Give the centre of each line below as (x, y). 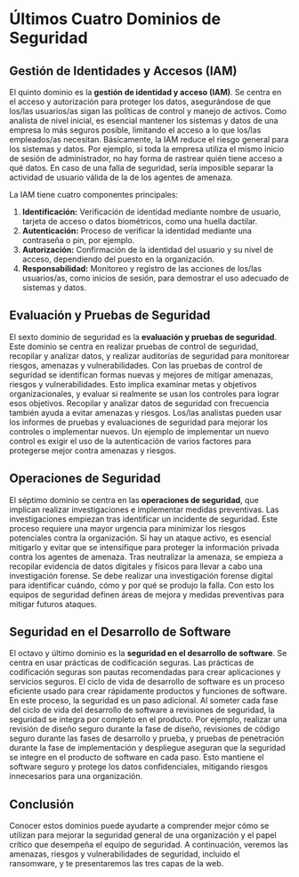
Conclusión (42, 804)
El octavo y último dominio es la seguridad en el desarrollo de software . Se (148, 654)
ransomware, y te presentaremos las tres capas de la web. (117, 864)
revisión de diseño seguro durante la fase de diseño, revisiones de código (145, 729)
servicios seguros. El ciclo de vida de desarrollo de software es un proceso (147, 682)
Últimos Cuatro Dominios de (115, 19)
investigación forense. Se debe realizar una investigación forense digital (141, 575)
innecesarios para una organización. (76, 776)
